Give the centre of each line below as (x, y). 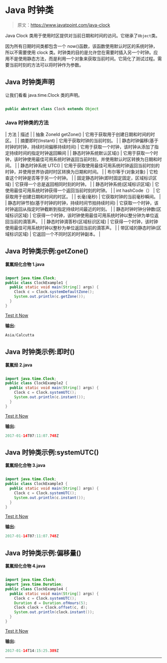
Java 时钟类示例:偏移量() (43, 553)
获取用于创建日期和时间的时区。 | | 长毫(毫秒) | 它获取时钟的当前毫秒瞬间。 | (83, 196)
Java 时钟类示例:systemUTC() (52, 452)
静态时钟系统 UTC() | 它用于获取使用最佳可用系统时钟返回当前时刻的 (90, 166)
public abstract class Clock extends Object (52, 109)
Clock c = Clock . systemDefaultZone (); (54, 292)
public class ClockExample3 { (37, 484)
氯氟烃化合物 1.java (25, 264)
